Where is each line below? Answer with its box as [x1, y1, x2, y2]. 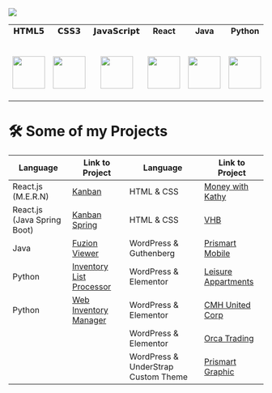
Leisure [203, 266, 233, 277]
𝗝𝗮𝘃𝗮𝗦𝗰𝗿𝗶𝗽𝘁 [93, 25, 140, 36]
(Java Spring [12, 214, 62, 225]
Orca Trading [203, 332, 254, 344]
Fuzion [72, 237, 99, 249]
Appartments [203, 276, 254, 287]
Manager [72, 314, 107, 326]
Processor [72, 280, 112, 292]
